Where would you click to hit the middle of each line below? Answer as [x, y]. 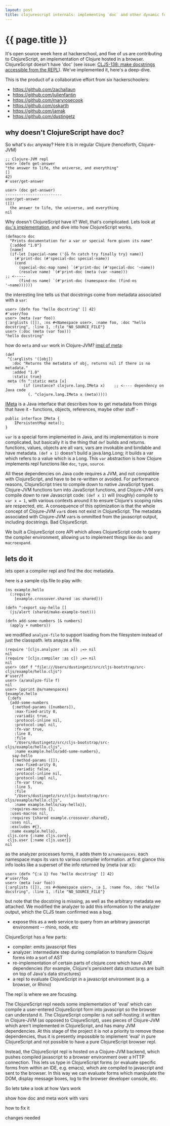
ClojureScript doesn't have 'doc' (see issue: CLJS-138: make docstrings [80, 64]
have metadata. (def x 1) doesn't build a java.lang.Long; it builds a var [79, 453]
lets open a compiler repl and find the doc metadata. [60, 571]
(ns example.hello [25, 590]
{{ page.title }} [36, 40]
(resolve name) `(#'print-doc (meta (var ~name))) [73, 272]
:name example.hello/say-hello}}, [51, 805]
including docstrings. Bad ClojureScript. [47, 522]
